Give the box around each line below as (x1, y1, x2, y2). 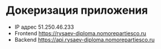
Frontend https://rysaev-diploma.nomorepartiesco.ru (14, 29, 146, 36)
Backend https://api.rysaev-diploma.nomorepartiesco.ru (14, 36, 155, 43)
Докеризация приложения (5, 4, 148, 17)
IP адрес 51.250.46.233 (14, 23, 74, 30)
